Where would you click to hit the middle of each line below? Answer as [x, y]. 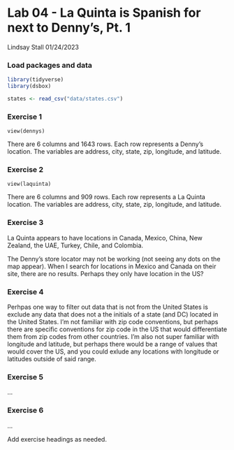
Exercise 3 [25, 223]
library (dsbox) [29, 86]
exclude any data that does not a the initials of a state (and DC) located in [113, 314]
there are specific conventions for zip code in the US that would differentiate [117, 329]
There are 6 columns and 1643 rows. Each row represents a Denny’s [105, 144]
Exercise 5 [25, 377]
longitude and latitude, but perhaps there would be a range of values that [112, 344]
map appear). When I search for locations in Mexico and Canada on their [112, 266]
